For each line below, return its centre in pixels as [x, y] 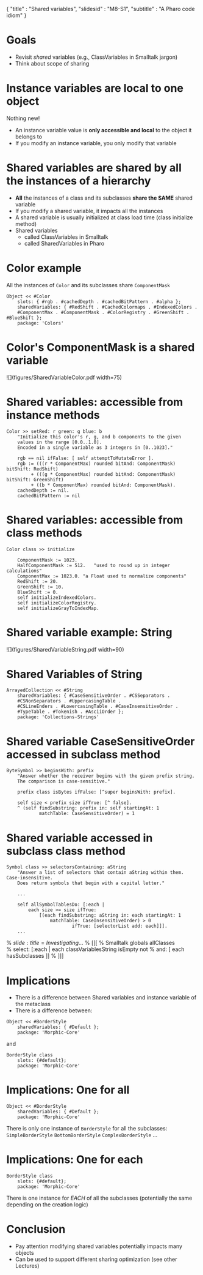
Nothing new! [23, 118]
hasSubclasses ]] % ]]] [35, 956]
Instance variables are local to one [95, 88]
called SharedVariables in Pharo [64, 243]
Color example [44, 268]
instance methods [53, 415]
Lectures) [27, 1266]
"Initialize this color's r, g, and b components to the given [99, 437]
